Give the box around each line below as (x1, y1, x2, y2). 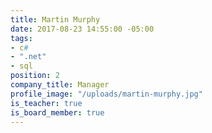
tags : (10, 33, 33, 43)
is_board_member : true (10, 107, 105, 118)
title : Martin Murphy (10, 14, 101, 25)
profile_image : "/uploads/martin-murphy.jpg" (10, 89, 203, 99)
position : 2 (10, 71, 60, 81)
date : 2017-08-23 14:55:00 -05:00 (10, 24, 155, 34)
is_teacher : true (10, 98, 83, 108)
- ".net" (10, 52, 47, 62)
